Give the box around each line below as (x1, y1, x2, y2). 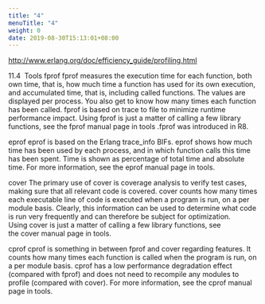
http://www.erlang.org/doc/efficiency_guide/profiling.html (8, 56, 197, 65)
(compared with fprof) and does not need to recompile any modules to (8, 270, 240, 279)
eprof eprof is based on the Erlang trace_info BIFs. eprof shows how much (8, 137, 252, 147)
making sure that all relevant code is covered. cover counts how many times (8, 186, 258, 196)
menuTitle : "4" (8, 19, 59, 27)
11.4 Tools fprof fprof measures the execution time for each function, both (8, 71, 252, 80)
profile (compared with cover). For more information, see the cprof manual (8, 278, 252, 287)
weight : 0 (8, 26, 41, 34)
